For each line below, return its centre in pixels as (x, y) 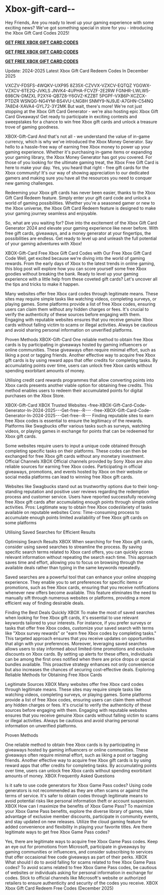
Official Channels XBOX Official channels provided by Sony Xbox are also (79, 461)
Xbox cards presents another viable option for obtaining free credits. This (79, 385)
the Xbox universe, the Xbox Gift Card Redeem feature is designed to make (81, 208)
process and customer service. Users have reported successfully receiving (81, 496)
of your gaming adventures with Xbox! (43, 243)
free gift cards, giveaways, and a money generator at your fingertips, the (78, 233)
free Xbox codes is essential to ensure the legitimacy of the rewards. (74, 421)
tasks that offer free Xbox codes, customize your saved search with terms (79, 628)
